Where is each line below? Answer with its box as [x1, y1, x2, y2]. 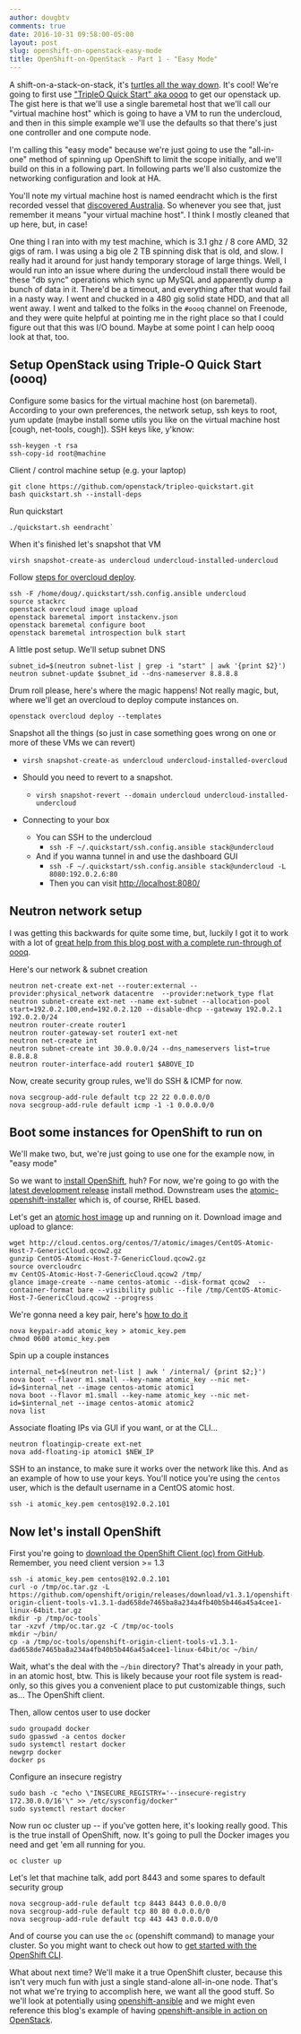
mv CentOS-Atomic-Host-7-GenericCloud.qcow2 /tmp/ [9, 1270, 202, 1279]
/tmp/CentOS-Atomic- [205, 1285, 282, 1295]
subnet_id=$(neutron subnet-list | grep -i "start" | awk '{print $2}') [9, 661, 287, 671]
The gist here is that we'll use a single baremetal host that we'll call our [9, 99, 271, 108]
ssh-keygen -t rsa [9, 441, 78, 450]
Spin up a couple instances [9, 1350, 109, 1361]
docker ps [9, 1756, 47, 1765]
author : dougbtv [9, 13, 70, 22]
